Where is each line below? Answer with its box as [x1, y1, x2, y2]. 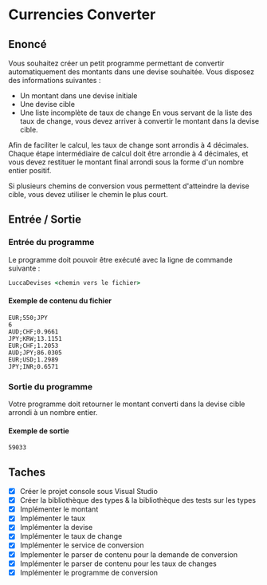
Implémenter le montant [19, 504, 99, 514]
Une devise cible [19, 100, 76, 109]
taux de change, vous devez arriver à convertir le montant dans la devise [19, 117, 260, 125]
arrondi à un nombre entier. [8, 408, 98, 417]
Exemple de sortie [8, 425, 69, 436]
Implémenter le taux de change [19, 532, 123, 541]
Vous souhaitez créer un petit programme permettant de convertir [8, 58, 225, 68]
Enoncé [8, 38, 47, 51]
